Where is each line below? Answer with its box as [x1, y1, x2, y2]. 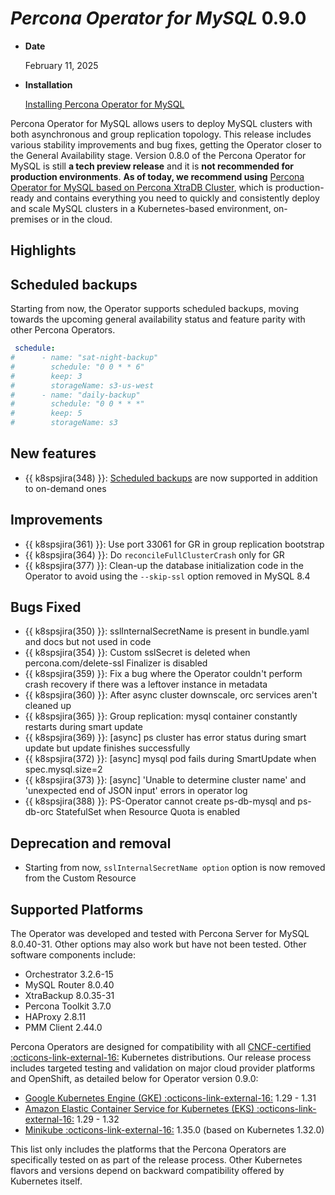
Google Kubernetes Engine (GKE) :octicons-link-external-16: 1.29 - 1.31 [24, 1092, 317, 1104]
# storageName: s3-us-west [10, 380, 155, 391]
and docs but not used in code [24, 636, 152, 648]
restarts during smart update [24, 721, 144, 733]
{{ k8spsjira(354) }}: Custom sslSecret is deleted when [24, 647, 251, 659]
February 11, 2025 [24, 59, 99, 71]
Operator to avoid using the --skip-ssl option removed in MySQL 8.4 [24, 570, 311, 582]
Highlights [10, 242, 77, 259]
